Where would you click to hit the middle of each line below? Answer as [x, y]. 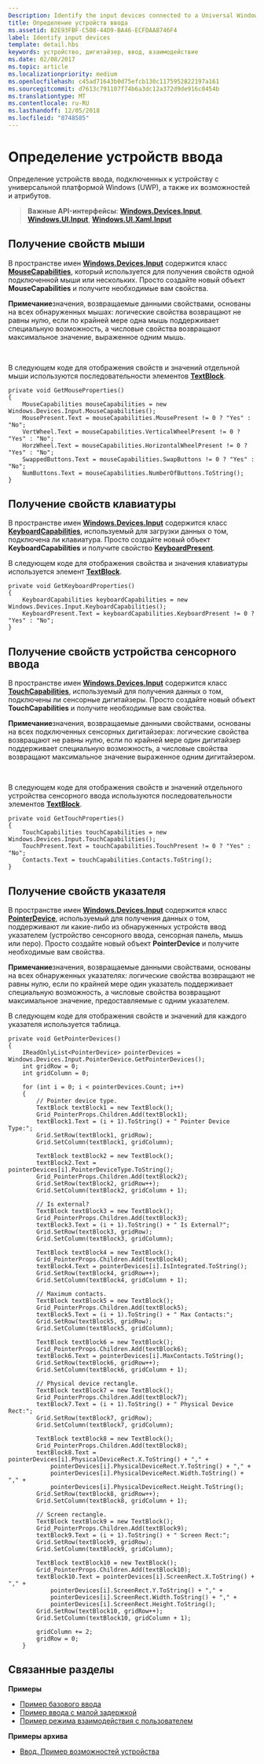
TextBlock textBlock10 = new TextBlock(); [107, 1563]
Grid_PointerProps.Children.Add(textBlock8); [112, 1446]
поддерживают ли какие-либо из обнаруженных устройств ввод [117, 927]
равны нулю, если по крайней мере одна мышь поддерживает [114, 320]
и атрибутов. [29, 195]
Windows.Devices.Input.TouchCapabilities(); [82, 839]
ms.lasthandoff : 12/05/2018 [54, 111]
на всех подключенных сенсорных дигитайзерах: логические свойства [128, 732]
